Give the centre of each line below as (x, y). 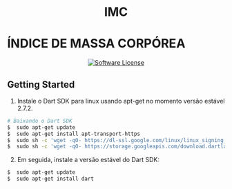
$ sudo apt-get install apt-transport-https (74, 134)
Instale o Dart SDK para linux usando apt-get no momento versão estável (121, 101)
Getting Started (41, 84)
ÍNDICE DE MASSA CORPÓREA (96, 44)
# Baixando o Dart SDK (40, 121)
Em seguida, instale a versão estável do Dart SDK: (88, 160)
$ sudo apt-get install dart (51, 179)
